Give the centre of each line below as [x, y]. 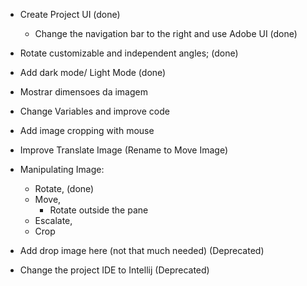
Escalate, [53, 220]
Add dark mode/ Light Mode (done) [93, 72]
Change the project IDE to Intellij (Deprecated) [114, 270]
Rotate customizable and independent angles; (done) [129, 53]
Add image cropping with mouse [87, 130]
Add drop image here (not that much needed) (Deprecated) [142, 250]
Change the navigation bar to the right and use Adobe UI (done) [166, 33]
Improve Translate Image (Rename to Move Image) [124, 150]
